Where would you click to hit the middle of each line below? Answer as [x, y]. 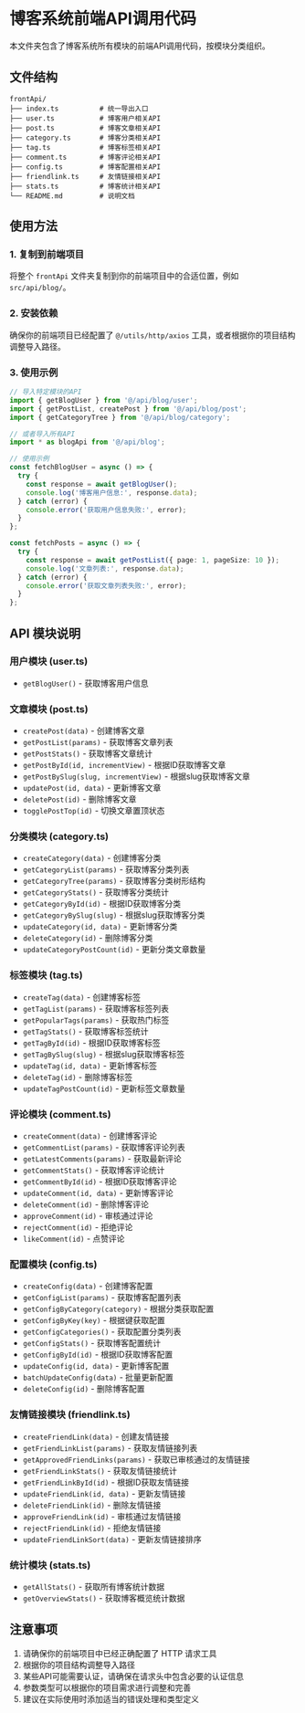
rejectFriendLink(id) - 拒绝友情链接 [92, 1528]
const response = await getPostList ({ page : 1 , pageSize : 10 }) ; [153, 560]
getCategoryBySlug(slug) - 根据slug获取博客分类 [114, 915]
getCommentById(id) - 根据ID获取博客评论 [100, 1182]
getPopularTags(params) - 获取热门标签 [96, 1020]
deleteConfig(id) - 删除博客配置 [84, 1389]
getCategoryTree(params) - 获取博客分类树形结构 [114, 881]
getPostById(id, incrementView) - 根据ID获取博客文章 [124, 765]
